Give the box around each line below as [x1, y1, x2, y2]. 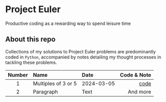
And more [127, 88, 152, 95]
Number [8, 71, 28, 78]
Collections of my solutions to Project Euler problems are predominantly [5, 48, 156, 54]
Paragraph [33, 88, 59, 95]
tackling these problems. [5, 59, 58, 65]
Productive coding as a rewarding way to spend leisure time [5, 20, 131, 26]
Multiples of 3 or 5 [33, 80, 77, 87]
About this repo [5, 35, 56, 44]
